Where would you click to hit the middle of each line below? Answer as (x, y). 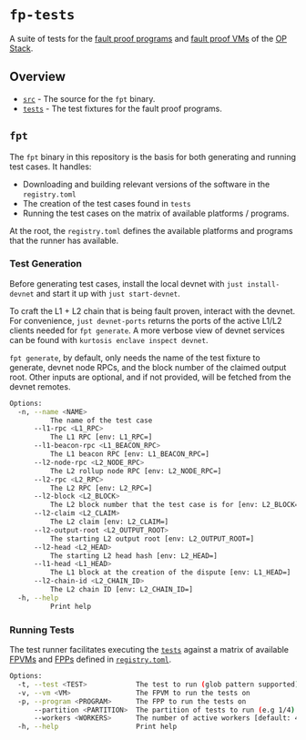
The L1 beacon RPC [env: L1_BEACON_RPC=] (129, 454)
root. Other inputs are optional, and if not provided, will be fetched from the (150, 377)
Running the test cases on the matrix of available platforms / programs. (156, 213)
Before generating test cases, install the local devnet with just (127, 283)
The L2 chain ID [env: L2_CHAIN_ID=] (122, 590)
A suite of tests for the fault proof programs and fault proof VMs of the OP (148, 38)
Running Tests (42, 630)
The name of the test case (101, 421)
